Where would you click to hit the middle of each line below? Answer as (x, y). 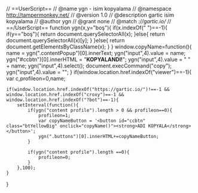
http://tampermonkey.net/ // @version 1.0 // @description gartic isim (90, 15)
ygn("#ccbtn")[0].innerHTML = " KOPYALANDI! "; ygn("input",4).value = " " (98, 59)
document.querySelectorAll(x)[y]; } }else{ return (66, 40)
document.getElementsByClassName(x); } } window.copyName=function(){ (99, 47)
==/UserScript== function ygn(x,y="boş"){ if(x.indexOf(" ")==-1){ (87, 27)
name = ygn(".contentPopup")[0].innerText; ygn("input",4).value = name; (96, 53)
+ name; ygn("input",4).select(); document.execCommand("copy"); (89, 66)
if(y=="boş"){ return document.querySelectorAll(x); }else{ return (86, 34)
